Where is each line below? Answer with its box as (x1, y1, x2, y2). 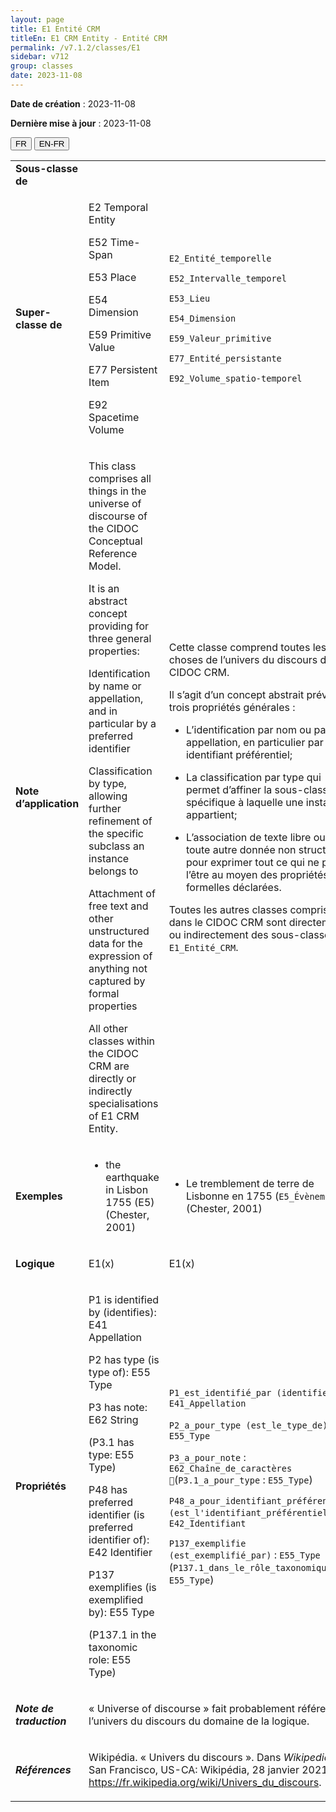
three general (88, 631, 152, 645)
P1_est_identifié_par (168, 1387, 272, 1398)
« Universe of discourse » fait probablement (88, 1701, 296, 1715)
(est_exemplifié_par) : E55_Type (168, 1547, 321, 1561)
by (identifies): (88, 1305, 157, 1319)
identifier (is (88, 1507, 145, 1521)
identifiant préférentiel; (185, 747, 293, 761)
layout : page (10, 14, 65, 25)
